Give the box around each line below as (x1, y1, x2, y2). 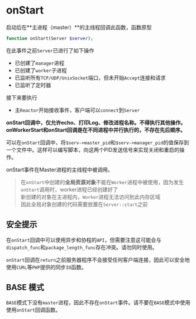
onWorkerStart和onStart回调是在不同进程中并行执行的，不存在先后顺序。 (6, 126, 186, 133)
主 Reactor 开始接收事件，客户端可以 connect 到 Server (14, 107, 140, 114)
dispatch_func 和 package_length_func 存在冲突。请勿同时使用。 (6, 244, 158, 251)
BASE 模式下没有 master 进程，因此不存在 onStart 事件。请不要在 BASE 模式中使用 (6, 299, 191, 306)
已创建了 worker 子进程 (14, 67, 67, 74)
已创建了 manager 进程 (14, 59, 65, 67)
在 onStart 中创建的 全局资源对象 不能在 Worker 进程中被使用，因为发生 (20, 178, 184, 185)
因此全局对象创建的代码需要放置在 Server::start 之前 (20, 201, 148, 208)
